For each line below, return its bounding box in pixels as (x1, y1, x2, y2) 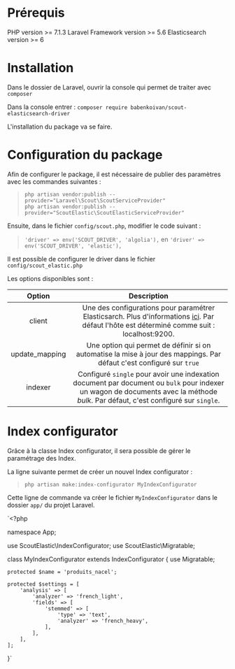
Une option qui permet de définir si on (86, 340, 211, 350)
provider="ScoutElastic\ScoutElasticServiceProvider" (24, 209, 185, 216)
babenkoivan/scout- (130, 103, 187, 111)
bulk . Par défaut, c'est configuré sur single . (76, 395, 220, 405)
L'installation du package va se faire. (7, 122, 113, 131)
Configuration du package (7, 147, 163, 163)
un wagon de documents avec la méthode (79, 387, 218, 396)
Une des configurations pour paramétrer (82, 303, 215, 312)
